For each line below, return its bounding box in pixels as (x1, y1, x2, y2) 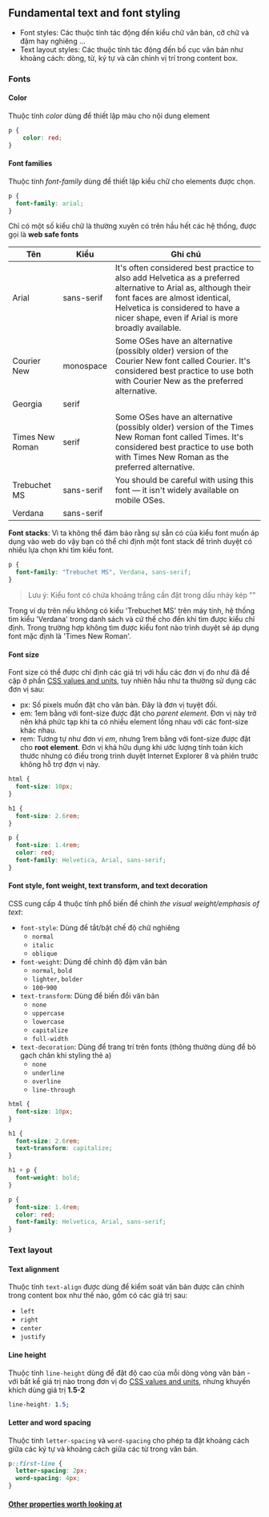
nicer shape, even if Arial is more (114, 313, 239, 324)
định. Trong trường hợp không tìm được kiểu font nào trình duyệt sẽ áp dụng (8, 623, 259, 632)
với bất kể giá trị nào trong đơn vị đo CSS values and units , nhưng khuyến (8, 1376, 251, 1386)
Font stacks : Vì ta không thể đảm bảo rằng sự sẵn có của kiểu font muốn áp (8, 528, 259, 538)
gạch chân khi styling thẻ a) (19, 1051, 112, 1060)
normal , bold (31, 966, 73, 975)
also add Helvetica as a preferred (114, 272, 240, 284)
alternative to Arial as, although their (114, 282, 251, 293)
